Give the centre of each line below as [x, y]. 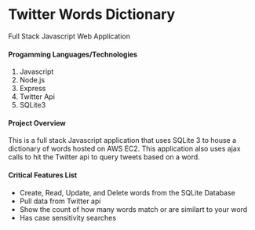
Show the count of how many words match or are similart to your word [133, 209]
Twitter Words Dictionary [92, 15]
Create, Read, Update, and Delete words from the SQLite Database [127, 192]
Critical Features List [43, 175]
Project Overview [37, 122]
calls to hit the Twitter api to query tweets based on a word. [104, 157]
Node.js [32, 80]
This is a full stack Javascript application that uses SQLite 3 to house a [122, 141]
